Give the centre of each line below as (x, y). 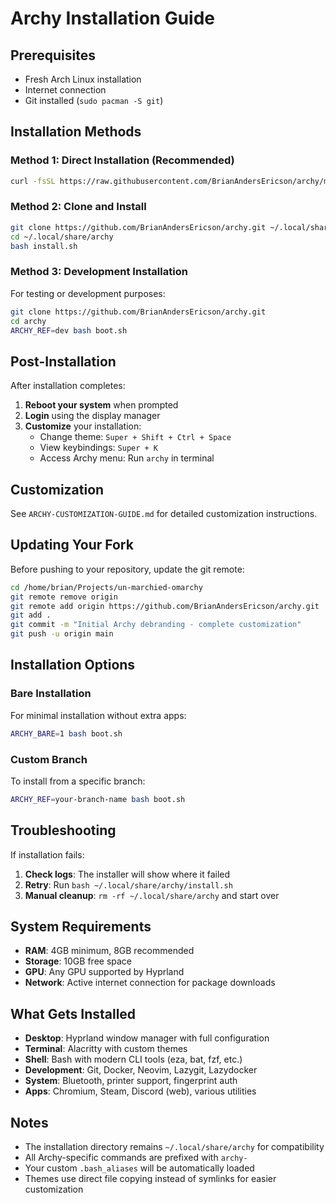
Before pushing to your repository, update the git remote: (127, 569)
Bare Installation (51, 694)
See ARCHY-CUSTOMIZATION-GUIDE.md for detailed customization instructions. (164, 514)
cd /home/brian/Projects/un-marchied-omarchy (106, 587)
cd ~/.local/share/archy (62, 237)
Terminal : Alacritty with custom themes (106, 1049)
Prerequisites (53, 55)
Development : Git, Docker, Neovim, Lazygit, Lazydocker (141, 1070)
